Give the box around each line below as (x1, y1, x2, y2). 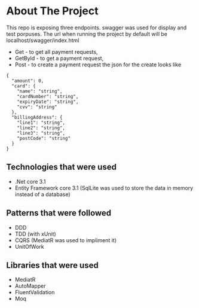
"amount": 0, (11, 78, 44, 84)
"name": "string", (17, 88, 63, 94)
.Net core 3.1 (14, 178, 46, 185)
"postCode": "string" (17, 135, 71, 141)
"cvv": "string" (17, 103, 58, 110)
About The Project (6, 4, 99, 18)
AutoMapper (14, 282, 46, 289)
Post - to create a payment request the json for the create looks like (14, 61, 182, 68)
